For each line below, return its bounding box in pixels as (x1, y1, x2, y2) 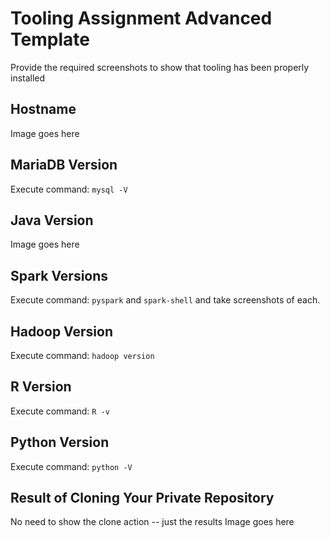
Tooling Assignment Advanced (10, 7, 273, 30)
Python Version (10, 434, 110, 451)
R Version (10, 378, 72, 396)
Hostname (10, 101, 77, 118)
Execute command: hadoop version (10, 350, 155, 361)
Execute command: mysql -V (10, 183, 128, 195)
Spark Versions (10, 267, 109, 284)
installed (10, 72, 46, 84)
